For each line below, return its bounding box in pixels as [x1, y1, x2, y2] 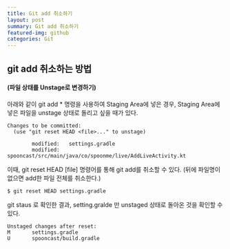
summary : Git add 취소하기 [7, 23, 79, 30]
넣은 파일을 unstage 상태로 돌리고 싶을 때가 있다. [7, 108, 138, 117]
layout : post [7, 17, 45, 23]
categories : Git [7, 36, 54, 43]
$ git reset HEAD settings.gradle [7, 187, 107, 195]
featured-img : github [7, 29, 70, 36]
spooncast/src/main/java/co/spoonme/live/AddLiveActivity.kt [7, 152, 187, 159]
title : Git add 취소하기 [7, 10, 73, 17]
